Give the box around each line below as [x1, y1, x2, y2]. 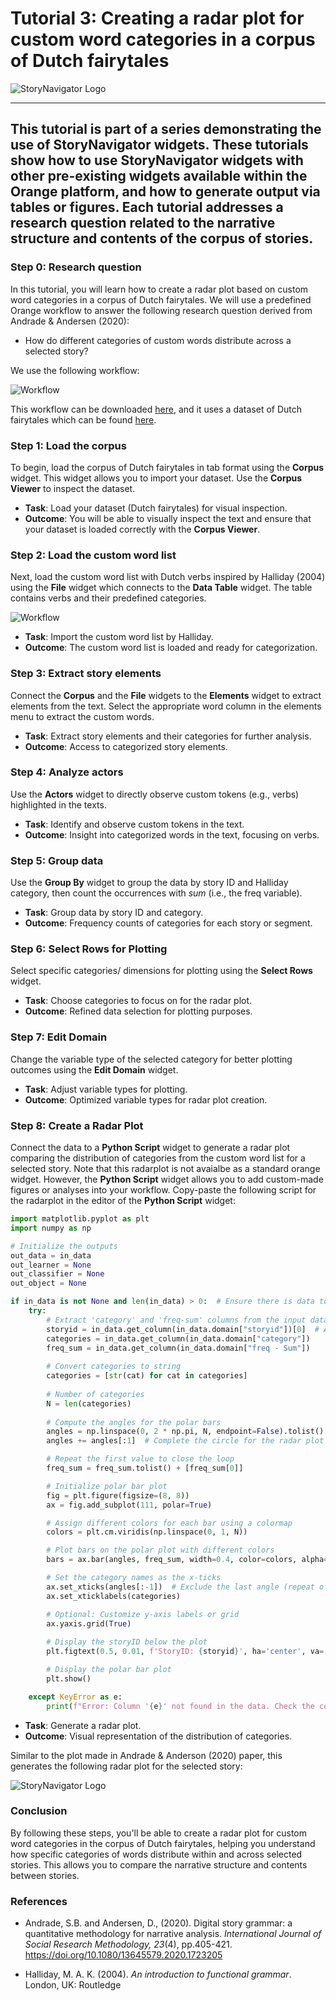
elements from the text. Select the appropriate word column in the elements [10, 700, 322, 712]
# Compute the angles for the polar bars [46, 1417, 222, 1427]
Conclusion [10, 1804, 68, 1818]
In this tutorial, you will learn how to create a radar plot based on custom [10, 283, 309, 295]
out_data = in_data [10, 1250, 92, 1261]
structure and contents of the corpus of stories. [10, 230, 314, 247]
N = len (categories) [46, 1398, 132, 1409]
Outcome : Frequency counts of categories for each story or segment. [24, 917, 313, 929]
